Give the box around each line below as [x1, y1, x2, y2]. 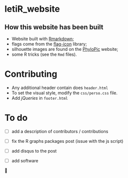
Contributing [4, 68, 57, 80]
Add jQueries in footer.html [11, 95, 68, 101]
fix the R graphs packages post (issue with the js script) [11, 138, 124, 144]
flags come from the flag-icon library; [11, 41, 87, 47]
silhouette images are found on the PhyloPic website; [11, 46, 119, 52]
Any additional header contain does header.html [11, 85, 108, 90]
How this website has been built [4, 23, 104, 31]
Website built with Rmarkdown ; [11, 36, 74, 42]
